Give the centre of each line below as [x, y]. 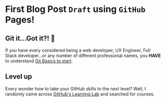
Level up [19, 77]
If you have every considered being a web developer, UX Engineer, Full [78, 50]
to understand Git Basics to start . [39, 61]
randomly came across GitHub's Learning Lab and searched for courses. [80, 94]
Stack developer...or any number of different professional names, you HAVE [83, 55]
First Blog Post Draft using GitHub [75, 9]
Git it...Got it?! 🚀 [30, 38]
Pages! [20, 20]
